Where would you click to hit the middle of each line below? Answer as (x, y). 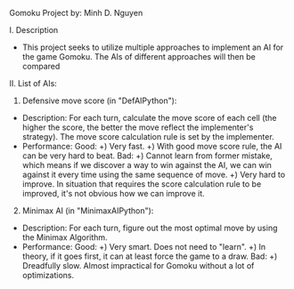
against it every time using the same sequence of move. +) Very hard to (154, 174)
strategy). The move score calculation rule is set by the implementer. (148, 136)
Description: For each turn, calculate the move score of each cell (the (150, 118)
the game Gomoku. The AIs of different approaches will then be (139, 56)
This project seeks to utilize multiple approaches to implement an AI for (153, 47)
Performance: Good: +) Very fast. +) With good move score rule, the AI (152, 146)
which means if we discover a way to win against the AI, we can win (147, 165)
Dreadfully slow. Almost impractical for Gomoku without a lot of (138, 265)
